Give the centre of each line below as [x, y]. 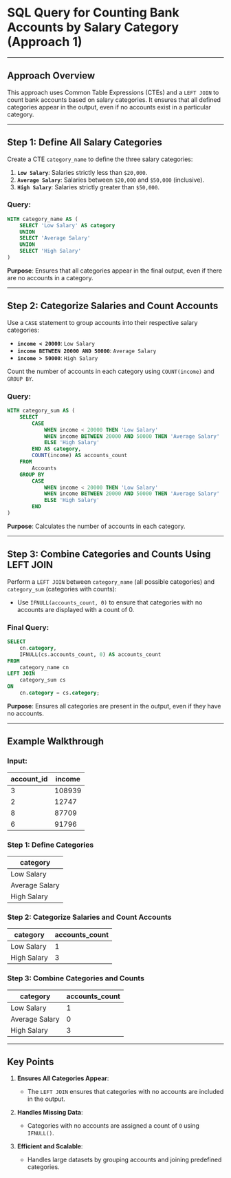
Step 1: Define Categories [51, 845]
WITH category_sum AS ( [41, 411]
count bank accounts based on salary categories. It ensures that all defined [114, 99]
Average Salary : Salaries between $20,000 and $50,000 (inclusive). [111, 180]
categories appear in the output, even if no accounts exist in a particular [109, 107]
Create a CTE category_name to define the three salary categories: [100, 159]
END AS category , [56, 449]
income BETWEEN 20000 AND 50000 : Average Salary [87, 350]
